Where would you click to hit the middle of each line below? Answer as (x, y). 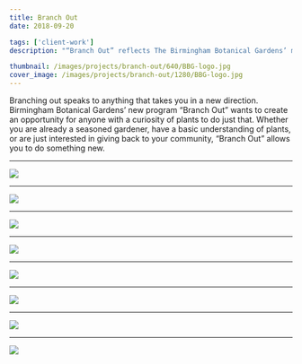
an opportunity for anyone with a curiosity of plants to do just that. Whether (149, 119)
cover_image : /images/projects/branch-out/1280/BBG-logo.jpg (126, 75)
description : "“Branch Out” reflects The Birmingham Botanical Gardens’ (148, 50)
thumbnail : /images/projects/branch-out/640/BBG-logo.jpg (120, 67)
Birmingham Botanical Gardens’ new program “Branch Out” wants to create (149, 110)
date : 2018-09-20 (42, 26)
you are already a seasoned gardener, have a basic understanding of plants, (150, 129)
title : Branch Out (44, 17)
